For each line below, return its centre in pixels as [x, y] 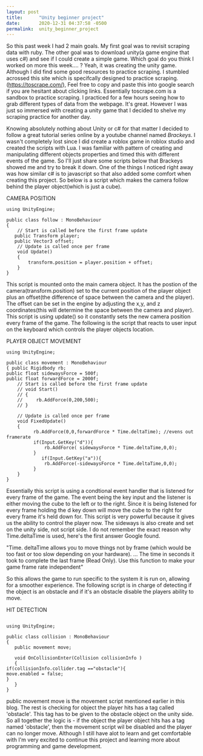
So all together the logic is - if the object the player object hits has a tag [95, 721]
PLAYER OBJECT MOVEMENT [44, 341]
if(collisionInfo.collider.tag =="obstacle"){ [66, 669]
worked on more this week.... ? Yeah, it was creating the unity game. [92, 65]
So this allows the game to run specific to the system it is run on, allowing [98, 579]
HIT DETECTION [27, 610]
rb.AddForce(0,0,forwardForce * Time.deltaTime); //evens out [113, 432]
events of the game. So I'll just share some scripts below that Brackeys [95, 161]
